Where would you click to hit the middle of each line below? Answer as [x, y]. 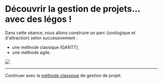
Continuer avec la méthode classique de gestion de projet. [64, 75]
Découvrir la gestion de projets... [73, 9]
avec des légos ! [38, 19]
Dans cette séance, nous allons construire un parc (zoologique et [70, 33]
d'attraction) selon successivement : [41, 38]
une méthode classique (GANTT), [45, 47]
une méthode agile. [31, 52]
